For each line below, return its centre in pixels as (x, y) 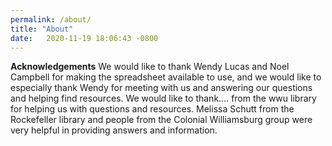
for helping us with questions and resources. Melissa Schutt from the (152, 109)
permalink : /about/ (51, 19)
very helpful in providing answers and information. (114, 130)
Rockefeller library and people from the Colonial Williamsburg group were (161, 120)
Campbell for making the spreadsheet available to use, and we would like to (166, 77)
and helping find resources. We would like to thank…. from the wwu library (163, 98)
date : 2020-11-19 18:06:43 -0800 (84, 38)
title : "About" (42, 29)
